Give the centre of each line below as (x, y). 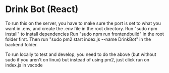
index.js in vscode (24, 65)
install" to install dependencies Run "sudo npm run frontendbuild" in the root (84, 34)
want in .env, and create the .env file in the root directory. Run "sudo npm (81, 28)
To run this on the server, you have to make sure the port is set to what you (83, 23)
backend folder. (21, 44)
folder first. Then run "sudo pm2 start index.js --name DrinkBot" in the (78, 39)
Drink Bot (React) (42, 9)
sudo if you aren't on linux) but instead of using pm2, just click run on (77, 59)
